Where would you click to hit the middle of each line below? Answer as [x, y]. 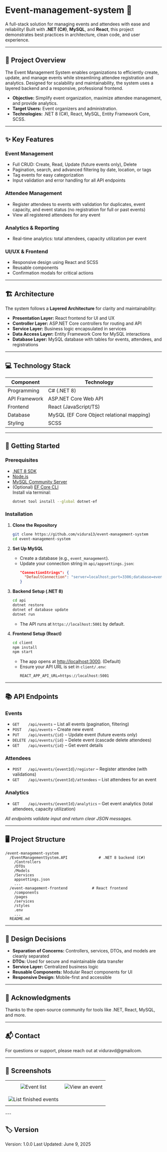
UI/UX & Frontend [27, 251]
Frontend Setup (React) [37, 634]
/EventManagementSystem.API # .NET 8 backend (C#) [78, 858]
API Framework [26, 399]
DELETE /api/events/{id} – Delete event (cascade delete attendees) [82, 740]
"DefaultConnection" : [47, 577]
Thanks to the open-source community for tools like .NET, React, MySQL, [80, 1010]
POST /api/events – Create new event [53, 729]
